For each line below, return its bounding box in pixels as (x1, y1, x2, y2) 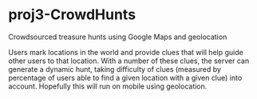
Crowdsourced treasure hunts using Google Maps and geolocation (8, 32, 227, 42)
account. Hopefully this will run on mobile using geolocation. (8, 81, 208, 91)
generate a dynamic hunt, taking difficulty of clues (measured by (8, 64, 222, 73)
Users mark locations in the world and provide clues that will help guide (8, 47, 243, 57)
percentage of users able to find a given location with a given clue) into (8, 73, 243, 82)
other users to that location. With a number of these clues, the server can (8, 56, 250, 65)
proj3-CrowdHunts (8, 6, 136, 24)
